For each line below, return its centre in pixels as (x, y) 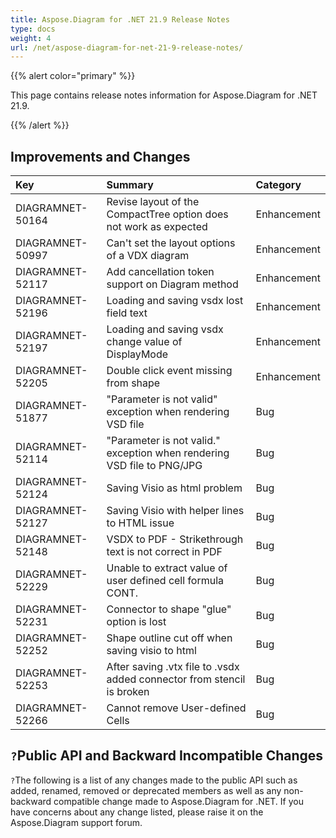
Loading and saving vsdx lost (175, 301)
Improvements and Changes (100, 156)
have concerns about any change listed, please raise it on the (137, 812)
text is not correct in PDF (164, 552)
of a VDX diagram (148, 256)
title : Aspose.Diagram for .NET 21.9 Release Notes (120, 19)
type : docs (33, 29)
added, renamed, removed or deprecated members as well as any (146, 790)
